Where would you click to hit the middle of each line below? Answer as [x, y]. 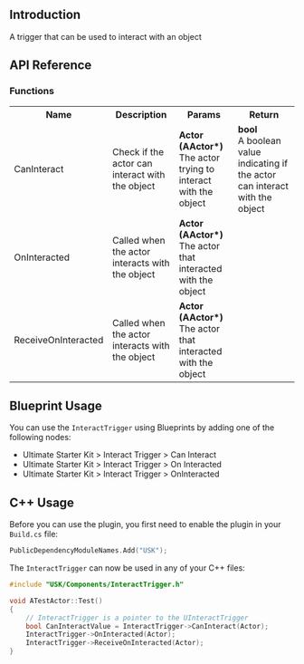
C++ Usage [42, 502]
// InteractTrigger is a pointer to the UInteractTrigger [137, 618]
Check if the [138, 151]
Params [204, 114]
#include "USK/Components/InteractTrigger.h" [96, 584]
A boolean [260, 140]
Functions [32, 91]
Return [264, 114]
